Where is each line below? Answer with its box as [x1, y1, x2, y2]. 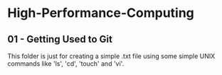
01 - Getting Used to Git [7, 33, 112, 45]
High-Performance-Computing [7, 5, 194, 21]
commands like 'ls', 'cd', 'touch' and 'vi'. [7, 59, 125, 68]
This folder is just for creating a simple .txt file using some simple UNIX [7, 52, 216, 60]
